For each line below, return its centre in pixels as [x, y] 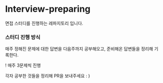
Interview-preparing [48, 9]
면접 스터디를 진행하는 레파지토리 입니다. [44, 23]
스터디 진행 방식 [23, 37]
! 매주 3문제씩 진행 [23, 65]
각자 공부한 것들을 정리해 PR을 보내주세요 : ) [48, 76]
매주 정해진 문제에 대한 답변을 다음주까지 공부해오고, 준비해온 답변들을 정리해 [79, 49]
